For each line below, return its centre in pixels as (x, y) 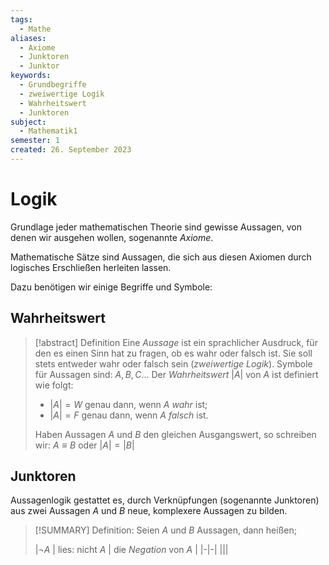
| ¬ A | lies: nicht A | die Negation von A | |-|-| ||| (131, 550)
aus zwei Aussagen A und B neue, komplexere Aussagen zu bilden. (149, 511)
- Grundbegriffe (53, 85)
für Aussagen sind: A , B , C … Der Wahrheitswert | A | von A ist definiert (176, 374)
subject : (28, 122)
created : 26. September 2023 (71, 150)
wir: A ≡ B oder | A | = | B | (84, 445)
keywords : (31, 76)
